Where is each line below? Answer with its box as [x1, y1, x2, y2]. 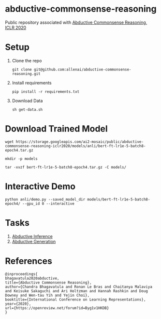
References [5, 255, 52, 267]
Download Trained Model [5, 123, 108, 134]
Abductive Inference [12, 233, 53, 239]
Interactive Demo [5, 181, 76, 192]
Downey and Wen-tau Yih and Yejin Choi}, [5, 293, 90, 298]
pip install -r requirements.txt [12, 89, 80, 94]
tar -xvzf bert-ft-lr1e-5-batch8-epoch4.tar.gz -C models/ [5, 165, 127, 169]
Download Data [12, 98, 43, 103]
